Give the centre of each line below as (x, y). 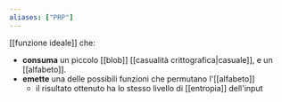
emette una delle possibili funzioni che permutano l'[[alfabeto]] (138, 78)
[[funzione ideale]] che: (52, 43)
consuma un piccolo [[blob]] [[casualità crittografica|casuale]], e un (148, 59)
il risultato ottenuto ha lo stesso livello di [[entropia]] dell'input (149, 88)
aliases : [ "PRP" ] (41, 17)
